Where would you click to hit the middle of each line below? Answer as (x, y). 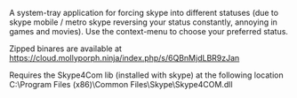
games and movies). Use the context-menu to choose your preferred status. (149, 31)
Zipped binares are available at (66, 49)
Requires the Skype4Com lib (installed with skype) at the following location (146, 75)
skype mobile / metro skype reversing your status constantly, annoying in (144, 22)
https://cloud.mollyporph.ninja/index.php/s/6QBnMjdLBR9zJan (124, 58)
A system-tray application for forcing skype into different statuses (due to (144, 13)
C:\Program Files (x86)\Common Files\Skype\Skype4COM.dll (121, 84)
